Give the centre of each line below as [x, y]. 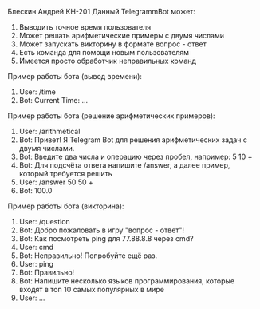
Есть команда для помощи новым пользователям [104, 52]
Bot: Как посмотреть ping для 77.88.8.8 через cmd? [106, 238]
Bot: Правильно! [47, 272]
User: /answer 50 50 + [56, 182]
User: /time [37, 92]
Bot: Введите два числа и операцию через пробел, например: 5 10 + [136, 156]
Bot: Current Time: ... [53, 100]
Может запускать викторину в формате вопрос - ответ [112, 44]
